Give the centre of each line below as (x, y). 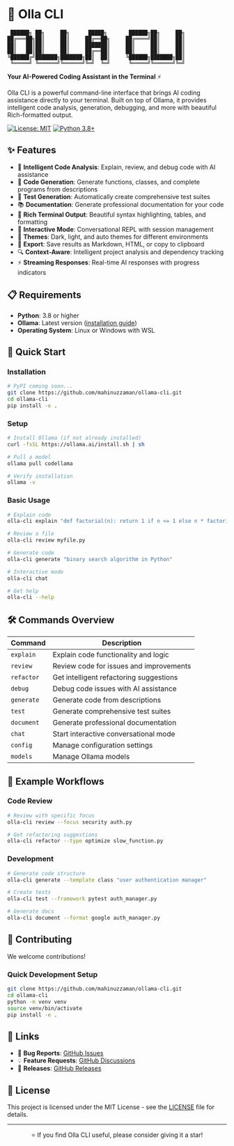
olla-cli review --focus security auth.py (70, 822)
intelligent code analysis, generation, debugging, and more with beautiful (112, 107)
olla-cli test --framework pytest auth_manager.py (82, 899)
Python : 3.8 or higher (48, 315)
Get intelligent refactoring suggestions (115, 677)
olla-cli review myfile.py (46, 540)
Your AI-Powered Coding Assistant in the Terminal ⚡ (84, 77)
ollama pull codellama (40, 463)
